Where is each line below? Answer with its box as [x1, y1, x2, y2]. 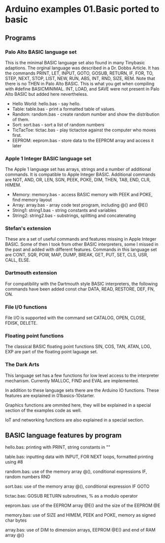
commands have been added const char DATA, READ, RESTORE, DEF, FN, [5, 286, 155, 292]
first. [12, 132, 22, 138]
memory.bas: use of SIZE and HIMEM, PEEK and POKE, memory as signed [5, 512, 156, 518]
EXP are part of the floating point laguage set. [5, 349, 98, 355]
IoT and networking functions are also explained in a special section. [5, 417, 144, 423]
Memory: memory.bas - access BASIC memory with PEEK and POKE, [12, 192, 153, 198]
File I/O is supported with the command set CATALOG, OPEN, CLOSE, [5, 315, 146, 321]
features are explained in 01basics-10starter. [5, 392, 95, 398]
